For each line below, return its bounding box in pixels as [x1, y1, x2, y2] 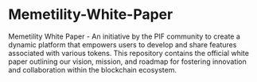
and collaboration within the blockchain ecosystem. [8, 65, 177, 74]
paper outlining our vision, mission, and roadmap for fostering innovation [8, 57, 247, 66]
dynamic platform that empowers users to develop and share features [8, 39, 237, 49]
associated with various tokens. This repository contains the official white [8, 48, 249, 58]
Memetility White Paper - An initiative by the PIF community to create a [8, 32, 241, 41]
